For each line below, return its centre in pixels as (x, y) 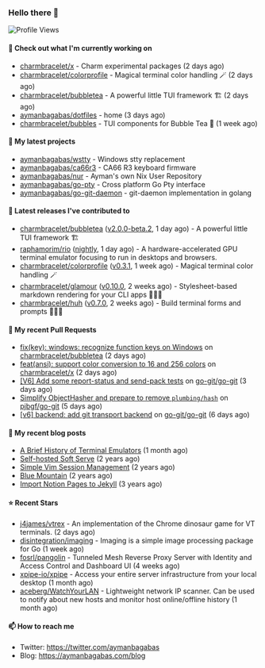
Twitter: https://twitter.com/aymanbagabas (90, 647)
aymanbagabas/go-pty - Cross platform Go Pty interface (113, 184)
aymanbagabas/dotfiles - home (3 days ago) (92, 115)
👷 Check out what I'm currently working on (80, 48)
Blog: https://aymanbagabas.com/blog (83, 655)
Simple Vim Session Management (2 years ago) (98, 467)
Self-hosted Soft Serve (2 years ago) (80, 459)
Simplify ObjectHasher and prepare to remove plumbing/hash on (124, 398)
